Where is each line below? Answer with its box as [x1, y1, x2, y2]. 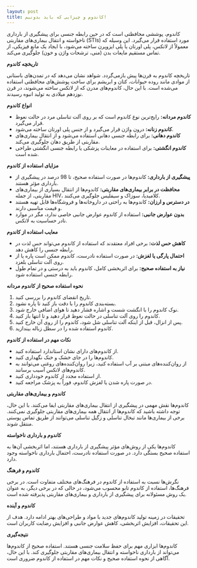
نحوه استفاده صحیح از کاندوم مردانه [6, 282, 84, 289]
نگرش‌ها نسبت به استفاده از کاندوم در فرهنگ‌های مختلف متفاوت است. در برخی [6, 478, 179, 485]
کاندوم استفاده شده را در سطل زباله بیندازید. [15, 324, 113, 332]
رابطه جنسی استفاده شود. [15, 271, 73, 278]
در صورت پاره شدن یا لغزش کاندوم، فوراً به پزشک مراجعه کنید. [15, 378, 153, 386]
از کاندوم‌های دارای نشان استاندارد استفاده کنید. [15, 347, 119, 354]
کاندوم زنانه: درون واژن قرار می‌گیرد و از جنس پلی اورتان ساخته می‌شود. [15, 126, 174, 133]
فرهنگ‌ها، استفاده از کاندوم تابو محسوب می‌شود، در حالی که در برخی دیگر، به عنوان [6, 484, 189, 491]
